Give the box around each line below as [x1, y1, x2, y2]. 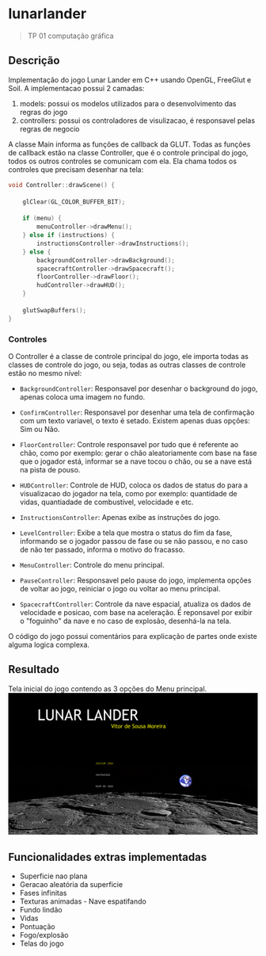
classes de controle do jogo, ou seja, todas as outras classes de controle [8, 360, 246, 369]
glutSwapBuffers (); [22, 306, 87, 314]
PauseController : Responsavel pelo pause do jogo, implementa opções [19, 576, 252, 585]
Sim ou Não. [19, 424, 60, 434]
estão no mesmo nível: [8, 368, 82, 377]
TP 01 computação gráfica [27, 31, 114, 40]
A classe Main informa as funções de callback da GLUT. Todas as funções [8, 140, 251, 149]
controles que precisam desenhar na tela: [8, 164, 144, 174]
